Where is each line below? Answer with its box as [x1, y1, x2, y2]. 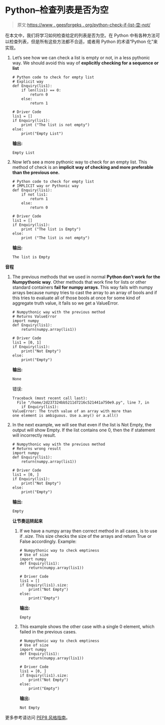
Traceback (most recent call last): [12, 396, 88, 401]
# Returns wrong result [12, 446, 62, 451]
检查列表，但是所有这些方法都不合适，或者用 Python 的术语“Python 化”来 [9, 38, 158, 45]
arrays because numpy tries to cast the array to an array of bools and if [12, 289, 158, 295]
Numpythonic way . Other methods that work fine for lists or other [12, 279, 146, 285]
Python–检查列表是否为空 [5, 4, 109, 16]
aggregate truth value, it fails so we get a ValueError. [12, 300, 119, 306]
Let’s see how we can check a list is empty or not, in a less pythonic [12, 54, 150, 60]
